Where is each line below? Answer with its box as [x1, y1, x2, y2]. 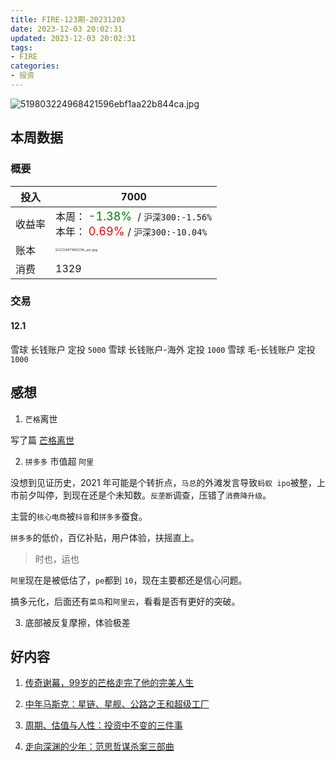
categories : [10, 61, 60, 71]
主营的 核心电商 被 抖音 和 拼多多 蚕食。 [10, 510, 148, 522]
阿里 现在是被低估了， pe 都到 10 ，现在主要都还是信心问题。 [10, 574, 248, 586]
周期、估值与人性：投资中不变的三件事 [24, 719, 183, 731]
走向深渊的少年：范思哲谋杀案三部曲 [24, 741, 175, 753]
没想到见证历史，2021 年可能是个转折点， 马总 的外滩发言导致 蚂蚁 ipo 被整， [10, 476, 317, 488]
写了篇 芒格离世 [10, 434, 75, 446]
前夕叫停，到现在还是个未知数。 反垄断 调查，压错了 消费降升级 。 [18, 489, 272, 501]
